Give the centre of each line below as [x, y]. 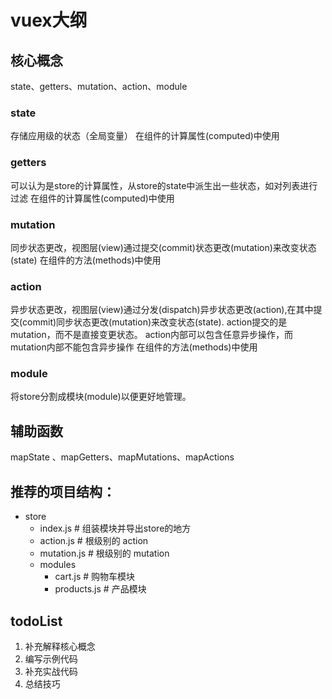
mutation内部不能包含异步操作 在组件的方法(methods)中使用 [134, 347]
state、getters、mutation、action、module [99, 86]
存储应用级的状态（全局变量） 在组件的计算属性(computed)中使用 [145, 136]
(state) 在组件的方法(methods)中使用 [86, 260]
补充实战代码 [51, 671]
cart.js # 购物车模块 [95, 577]
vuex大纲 [49, 20]
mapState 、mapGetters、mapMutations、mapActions [122, 457]
